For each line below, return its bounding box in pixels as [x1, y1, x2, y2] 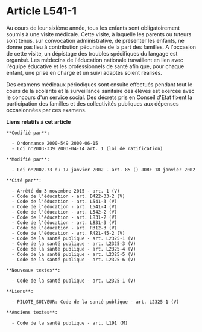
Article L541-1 [6, 4, 77, 18]
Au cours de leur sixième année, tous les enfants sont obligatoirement [6, 24, 180, 31]
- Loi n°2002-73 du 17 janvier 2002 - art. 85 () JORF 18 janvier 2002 [11, 167, 196, 173]
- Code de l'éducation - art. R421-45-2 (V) [11, 230, 125, 236]
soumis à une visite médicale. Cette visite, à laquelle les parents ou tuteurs [6, 30, 192, 37]
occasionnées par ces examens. [6, 106, 87, 113]
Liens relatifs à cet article [6, 118, 71, 125]
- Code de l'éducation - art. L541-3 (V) [11, 198, 118, 205]
